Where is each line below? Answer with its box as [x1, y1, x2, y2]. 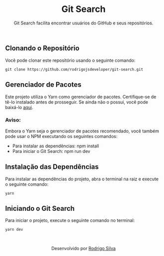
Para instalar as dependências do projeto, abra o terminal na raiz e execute [5, 176, 159, 182]
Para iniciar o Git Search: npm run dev [12, 148, 90, 154]
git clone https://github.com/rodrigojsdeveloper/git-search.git [5, 67, 143, 72]
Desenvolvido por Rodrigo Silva [51, 246, 116, 252]
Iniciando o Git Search [5, 204, 75, 213]
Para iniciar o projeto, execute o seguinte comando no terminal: [5, 218, 135, 224]
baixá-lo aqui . [5, 104, 33, 110]
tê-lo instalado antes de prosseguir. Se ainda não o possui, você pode [5, 99, 148, 105]
